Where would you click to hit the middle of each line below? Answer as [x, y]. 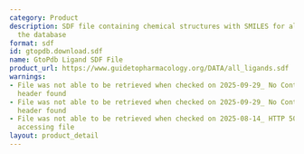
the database [42, 34]
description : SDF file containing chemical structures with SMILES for [147, 26]
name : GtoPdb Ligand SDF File [66, 60]
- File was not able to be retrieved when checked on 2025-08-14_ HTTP [147, 119]
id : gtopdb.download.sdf [56, 52]
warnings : [28, 77]
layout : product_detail [54, 136]
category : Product [44, 18]
